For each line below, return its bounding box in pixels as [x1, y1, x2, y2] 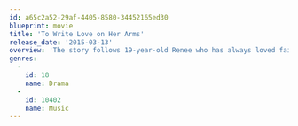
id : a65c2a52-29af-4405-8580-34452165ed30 [9, 12, 169, 22]
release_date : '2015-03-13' [9, 37, 114, 47]
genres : [9, 54, 38, 63]
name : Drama [25, 79, 69, 88]
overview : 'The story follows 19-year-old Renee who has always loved [9, 46, 276, 55]
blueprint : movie [9, 21, 74, 30]
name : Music [25, 104, 69, 113]
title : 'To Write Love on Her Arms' [9, 29, 145, 38]
